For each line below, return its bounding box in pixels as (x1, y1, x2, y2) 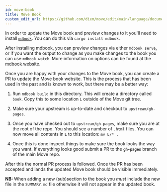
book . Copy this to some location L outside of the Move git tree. (12, 96, 142, 102)
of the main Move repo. (12, 151, 61, 157)
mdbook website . (5, 61, 41, 67)
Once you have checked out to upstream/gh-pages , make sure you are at (12, 120, 160, 127)
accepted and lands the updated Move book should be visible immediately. (5, 166, 159, 172)
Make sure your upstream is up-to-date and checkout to (12, 105, 128, 112)
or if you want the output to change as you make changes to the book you (5, 50, 157, 56)
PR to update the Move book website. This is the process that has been (5, 76, 151, 82)
